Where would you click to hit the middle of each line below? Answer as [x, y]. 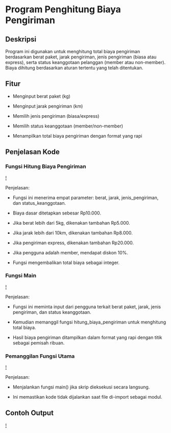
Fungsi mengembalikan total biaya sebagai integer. [66, 263]
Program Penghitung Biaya [63, 9]
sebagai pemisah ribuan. [39, 343]
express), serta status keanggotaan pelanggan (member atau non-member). [86, 62]
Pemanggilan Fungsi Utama [40, 356]
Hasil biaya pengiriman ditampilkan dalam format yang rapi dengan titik [87, 337]
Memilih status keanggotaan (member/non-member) [68, 126]
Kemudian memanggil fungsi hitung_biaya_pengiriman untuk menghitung [89, 322]
